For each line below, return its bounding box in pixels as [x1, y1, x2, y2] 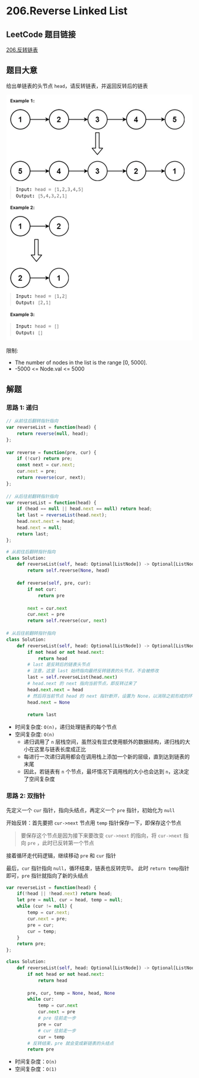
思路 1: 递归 [6, 403, 38, 412]
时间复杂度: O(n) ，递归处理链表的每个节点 [14, 723, 117, 731]
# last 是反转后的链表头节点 [27, 662, 91, 668]
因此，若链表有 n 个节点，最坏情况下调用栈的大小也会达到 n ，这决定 [23, 768, 190, 775]
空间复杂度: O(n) [14, 731, 55, 738]
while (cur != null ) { [17, 903, 73, 910]
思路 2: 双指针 [6, 792, 46, 800]
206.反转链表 [6, 46, 38, 53]
